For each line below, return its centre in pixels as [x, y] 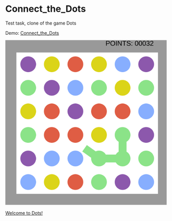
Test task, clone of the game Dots [41, 23]
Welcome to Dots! [24, 213]
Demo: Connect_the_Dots [32, 33]
